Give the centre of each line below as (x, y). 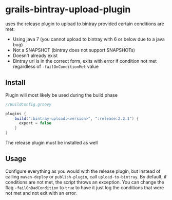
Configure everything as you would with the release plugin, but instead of (83, 171)
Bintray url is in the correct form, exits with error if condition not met (85, 61)
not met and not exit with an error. (41, 193)
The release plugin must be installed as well (52, 143)
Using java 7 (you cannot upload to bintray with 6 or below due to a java (89, 39)
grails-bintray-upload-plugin (68, 10)
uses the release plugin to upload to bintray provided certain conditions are (85, 24)
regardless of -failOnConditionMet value (56, 66)
